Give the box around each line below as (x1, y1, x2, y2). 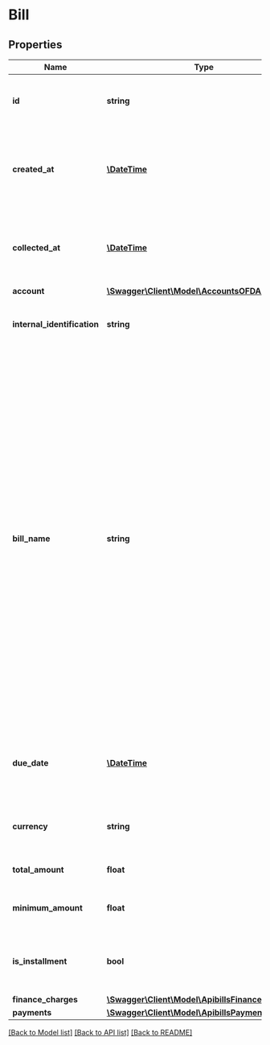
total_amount (12, 864, 64, 875)
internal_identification (12, 319, 99, 329)
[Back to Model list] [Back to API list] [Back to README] (8, 1028, 193, 1037)
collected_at (12, 242, 61, 253)
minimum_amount (12, 902, 83, 913)
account (12, 286, 45, 296)
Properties (8, 38, 63, 52)
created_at (12, 163, 55, 175)
